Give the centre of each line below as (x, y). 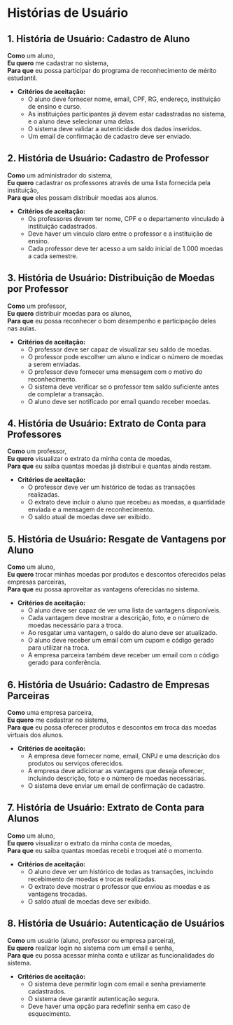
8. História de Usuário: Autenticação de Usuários (116, 924)
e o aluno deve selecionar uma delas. (82, 121)
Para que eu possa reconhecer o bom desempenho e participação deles (112, 321)
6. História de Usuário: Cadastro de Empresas (108, 684)
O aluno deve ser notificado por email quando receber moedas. (119, 401)
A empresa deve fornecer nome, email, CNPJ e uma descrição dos (124, 756)
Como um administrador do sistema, (60, 175)
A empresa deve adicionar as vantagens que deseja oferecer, (116, 771)
